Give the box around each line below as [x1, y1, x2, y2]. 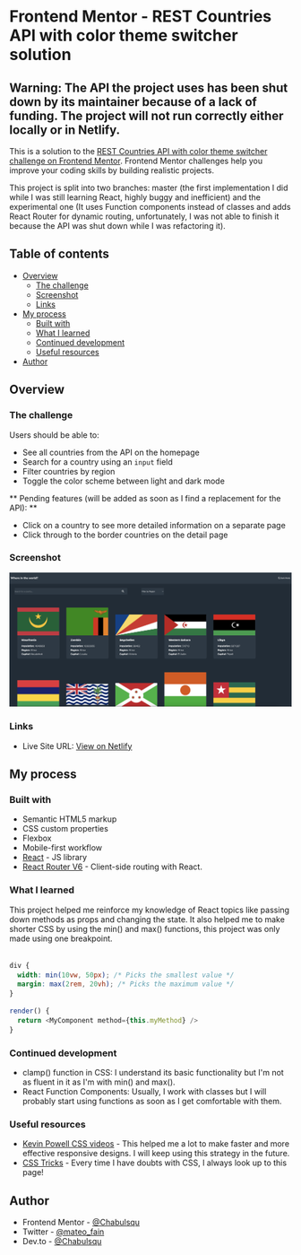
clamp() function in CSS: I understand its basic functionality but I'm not [21, 1068, 284, 1078]
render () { [9, 1007, 50, 1015]
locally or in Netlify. [9, 122, 121, 137]
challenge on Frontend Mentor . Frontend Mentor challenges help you [9, 155, 262, 166]
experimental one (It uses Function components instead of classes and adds [9, 202, 291, 212]
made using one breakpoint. [9, 933, 114, 944]
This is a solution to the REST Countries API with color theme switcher [9, 146, 268, 156]
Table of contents [9, 247, 109, 262]
